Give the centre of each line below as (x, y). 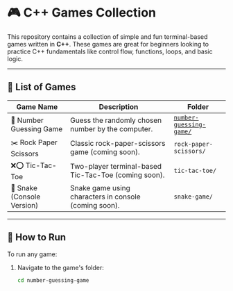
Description (119, 106)
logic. (15, 58)
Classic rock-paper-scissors (118, 144)
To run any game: (32, 254)
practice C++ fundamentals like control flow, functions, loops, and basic (110, 51)
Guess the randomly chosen (116, 120)
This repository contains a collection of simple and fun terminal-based (107, 36)
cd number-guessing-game (53, 280)
